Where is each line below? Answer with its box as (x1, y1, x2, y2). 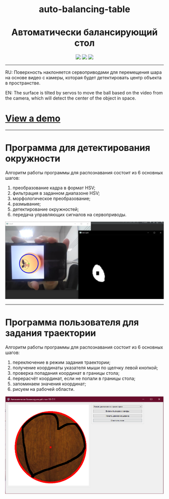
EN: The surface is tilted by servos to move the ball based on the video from (5, 90, 163, 96)
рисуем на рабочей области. (12, 386, 75, 392)
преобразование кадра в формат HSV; (12, 185, 96, 190)
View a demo (5, 113, 61, 124)
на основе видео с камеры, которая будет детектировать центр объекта (5, 75, 162, 81)
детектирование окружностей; (12, 206, 79, 212)
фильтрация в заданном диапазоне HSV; (12, 190, 100, 196)
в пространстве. (5, 80, 41, 86)
